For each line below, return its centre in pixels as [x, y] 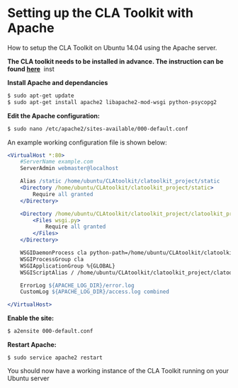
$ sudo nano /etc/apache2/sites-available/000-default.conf [98, 129]
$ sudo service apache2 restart [55, 358]
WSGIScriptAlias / [47, 273]
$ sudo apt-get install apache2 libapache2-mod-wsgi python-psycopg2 [112, 102]
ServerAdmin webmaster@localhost [69, 169]
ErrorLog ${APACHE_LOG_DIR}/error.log [77, 285]
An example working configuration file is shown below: [87, 142]
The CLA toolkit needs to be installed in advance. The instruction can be [115, 61]
